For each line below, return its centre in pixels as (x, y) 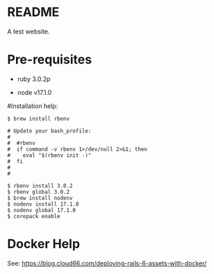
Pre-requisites (50, 60)
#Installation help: (33, 106)
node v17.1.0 (34, 92)
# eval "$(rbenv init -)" (49, 155)
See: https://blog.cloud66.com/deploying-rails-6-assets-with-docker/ (107, 263)
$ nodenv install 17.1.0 (43, 204)
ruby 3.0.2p (34, 79)
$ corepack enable (34, 216)
